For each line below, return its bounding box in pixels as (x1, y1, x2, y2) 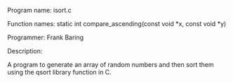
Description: (7, 47, 43, 55)
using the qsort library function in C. (7, 68, 112, 76)
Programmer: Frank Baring (7, 33, 84, 41)
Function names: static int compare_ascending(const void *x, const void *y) (7, 20, 227, 27)
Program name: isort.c (7, 6, 72, 14)
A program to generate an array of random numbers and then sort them (7, 60, 214, 69)
